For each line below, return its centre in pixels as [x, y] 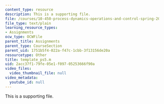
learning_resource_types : [31, 28]
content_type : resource [29, 10]
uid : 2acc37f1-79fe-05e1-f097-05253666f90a [50, 64]
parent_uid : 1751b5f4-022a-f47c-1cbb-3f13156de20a [58, 50]
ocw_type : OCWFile [24, 37]
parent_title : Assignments [32, 42]
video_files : [18, 69]
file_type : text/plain [28, 23]
